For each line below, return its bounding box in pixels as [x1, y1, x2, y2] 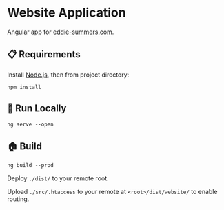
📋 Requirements [7, 48, 81, 60]
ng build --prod [7, 162, 54, 169]
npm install [7, 84, 41, 90]
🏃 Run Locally [7, 102, 67, 115]
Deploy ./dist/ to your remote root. [7, 174, 109, 182]
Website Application [7, 5, 126, 21]
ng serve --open [7, 121, 54, 128]
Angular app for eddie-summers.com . [7, 28, 114, 36]
